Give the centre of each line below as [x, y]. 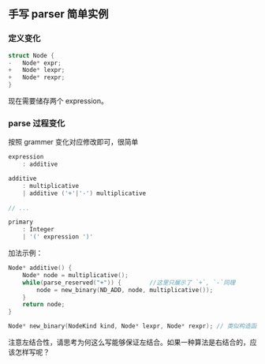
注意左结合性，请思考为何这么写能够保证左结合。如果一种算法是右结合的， [129, 343]
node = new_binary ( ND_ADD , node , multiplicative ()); [125, 290]
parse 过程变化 [37, 123]
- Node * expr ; [35, 63]
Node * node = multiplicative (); [75, 275]
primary [21, 222]
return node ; [44, 305]
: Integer [39, 230]
